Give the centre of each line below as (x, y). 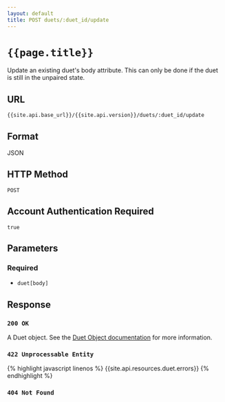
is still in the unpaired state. (46, 78)
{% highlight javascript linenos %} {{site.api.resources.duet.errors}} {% (108, 368)
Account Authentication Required (81, 212)
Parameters (33, 248)
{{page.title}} (51, 53)
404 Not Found (31, 393)
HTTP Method (38, 174)
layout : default (30, 13)
